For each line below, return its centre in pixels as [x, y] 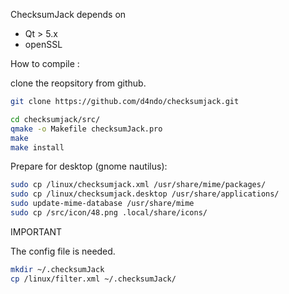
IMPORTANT [36, 231]
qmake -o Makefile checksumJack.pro [86, 129]
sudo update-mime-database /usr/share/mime [102, 204]
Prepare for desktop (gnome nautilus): [89, 166]
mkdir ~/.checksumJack [57, 269]
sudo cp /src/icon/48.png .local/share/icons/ [109, 213]
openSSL [43, 44]
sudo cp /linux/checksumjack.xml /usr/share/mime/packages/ [138, 185]
